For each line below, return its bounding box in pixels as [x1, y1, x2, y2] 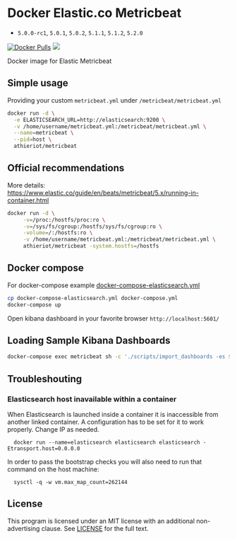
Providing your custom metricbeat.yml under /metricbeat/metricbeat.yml [7, 96, 222, 104]
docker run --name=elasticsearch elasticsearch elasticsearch [13, 439, 200, 446]
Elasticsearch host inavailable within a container [7, 394, 177, 404]
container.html [7, 196, 49, 205]
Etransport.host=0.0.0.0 [7, 445, 80, 452]
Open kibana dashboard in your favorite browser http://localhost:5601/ [7, 314, 220, 323]
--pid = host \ [13, 136, 52, 143]
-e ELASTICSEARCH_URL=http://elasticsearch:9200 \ [13, 116, 166, 123]
